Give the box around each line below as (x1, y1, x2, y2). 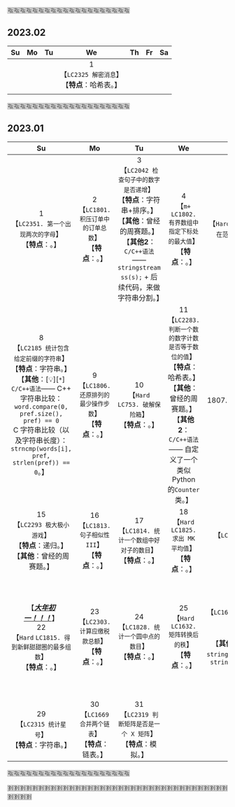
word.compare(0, (14, 402, 69, 411)
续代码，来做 (117, 282, 161, 292)
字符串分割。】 (117, 293, 164, 302)
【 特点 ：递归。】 (15, 540, 68, 550)
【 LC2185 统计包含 (13, 342, 70, 352)
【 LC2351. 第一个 (11, 218, 65, 228)
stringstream (117, 263, 161, 272)
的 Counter (167, 484, 200, 494)
